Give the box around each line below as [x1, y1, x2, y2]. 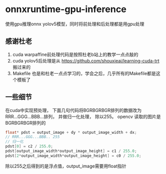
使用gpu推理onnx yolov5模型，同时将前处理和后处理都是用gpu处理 [5, 21, 145, 27]
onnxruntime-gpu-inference [5, 4, 127, 15]
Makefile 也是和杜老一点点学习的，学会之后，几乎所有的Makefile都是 [12, 70, 156, 76]
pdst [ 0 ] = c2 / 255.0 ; [5, 144, 53, 149]
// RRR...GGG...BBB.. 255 [5, 135, 60, 140]
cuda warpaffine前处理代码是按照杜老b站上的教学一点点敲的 [12, 51, 139, 57]
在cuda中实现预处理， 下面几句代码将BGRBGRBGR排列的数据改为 [5, 107, 142, 113]
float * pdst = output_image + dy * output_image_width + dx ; [5, 130, 137, 135]
